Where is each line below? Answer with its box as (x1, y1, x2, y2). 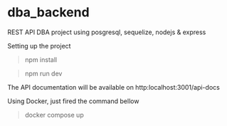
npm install (24, 55, 58, 64)
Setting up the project (7, 41, 71, 50)
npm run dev (24, 69, 63, 78)
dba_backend (7, 4, 90, 21)
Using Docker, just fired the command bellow (7, 97, 139, 105)
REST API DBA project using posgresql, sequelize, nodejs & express (7, 28, 206, 36)
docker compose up (24, 110, 84, 119)
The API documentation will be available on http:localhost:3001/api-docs (7, 83, 221, 91)
